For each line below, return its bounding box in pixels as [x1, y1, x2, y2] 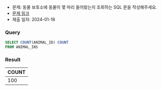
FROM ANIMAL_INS [5, 45, 38, 50]
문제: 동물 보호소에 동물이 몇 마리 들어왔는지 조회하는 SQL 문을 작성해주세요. [12, 4, 158, 10]
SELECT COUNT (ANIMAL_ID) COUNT [5, 40, 69, 45]
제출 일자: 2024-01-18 [12, 17, 55, 22]
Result [5, 56, 21, 63]
